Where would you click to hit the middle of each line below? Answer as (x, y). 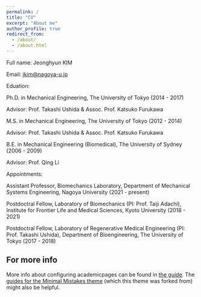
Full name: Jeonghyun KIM (39, 62)
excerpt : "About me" (32, 23)
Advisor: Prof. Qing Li (33, 162)
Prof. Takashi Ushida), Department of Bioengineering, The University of (95, 234)
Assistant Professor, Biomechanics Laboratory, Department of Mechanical (98, 186)
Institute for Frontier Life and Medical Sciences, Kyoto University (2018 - (96, 210)
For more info (32, 260)
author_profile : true (33, 29)
